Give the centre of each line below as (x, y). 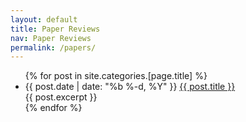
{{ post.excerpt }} (61, 97)
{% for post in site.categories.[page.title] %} (116, 76)
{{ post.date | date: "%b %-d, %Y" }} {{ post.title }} (130, 87)
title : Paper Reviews (55, 29)
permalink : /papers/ (53, 47)
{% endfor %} (53, 108)
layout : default (44, 19)
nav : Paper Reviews (51, 38)
